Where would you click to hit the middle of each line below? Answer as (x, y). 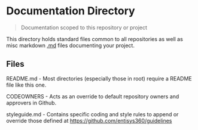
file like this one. (26, 85)
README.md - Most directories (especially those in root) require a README (99, 78)
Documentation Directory (71, 11)
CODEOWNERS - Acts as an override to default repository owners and (93, 96)
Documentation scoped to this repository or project (84, 27)
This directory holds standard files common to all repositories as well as (95, 39)
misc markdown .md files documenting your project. (70, 45)
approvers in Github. (31, 103)
